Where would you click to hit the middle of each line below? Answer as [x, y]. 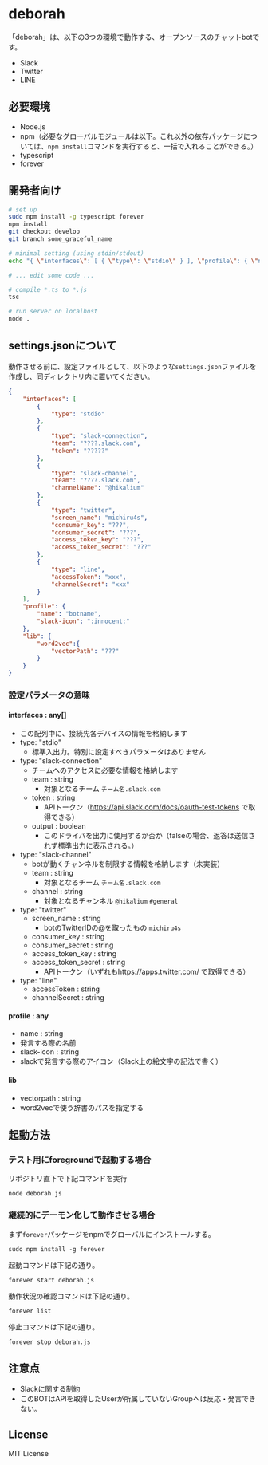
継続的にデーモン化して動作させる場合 [82, 1215]
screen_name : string [66, 919]
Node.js [33, 126]
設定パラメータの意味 [49, 695]
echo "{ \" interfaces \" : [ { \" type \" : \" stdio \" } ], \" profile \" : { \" [134, 261]
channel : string [57, 892]
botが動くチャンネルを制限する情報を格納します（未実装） [128, 864]
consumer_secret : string [73, 945]
